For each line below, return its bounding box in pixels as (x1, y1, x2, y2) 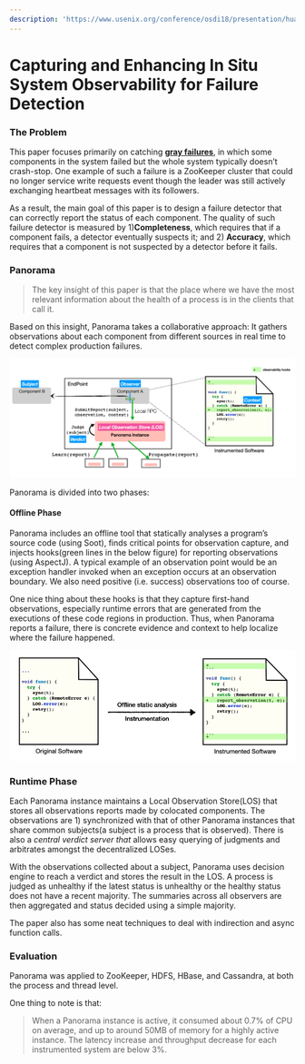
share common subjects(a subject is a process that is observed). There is (9, 824, 284, 835)
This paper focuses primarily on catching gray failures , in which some (9, 146, 272, 158)
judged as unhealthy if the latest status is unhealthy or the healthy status (9, 881, 281, 892)
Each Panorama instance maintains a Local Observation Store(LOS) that (9, 795, 279, 806)
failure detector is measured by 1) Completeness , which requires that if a (9, 222, 281, 233)
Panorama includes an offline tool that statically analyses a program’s (9, 527, 269, 538)
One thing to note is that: (9, 998, 103, 1009)
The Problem (9, 125, 68, 138)
